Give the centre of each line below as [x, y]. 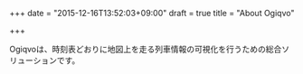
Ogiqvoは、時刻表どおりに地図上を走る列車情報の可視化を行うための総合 [146, 49]
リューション [33, 60]
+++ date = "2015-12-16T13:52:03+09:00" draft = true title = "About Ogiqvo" [152, 13]
